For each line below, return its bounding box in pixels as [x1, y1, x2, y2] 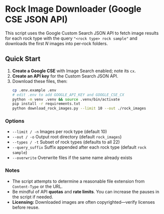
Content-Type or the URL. [12, 183, 63, 189]
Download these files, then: [12, 78, 68, 84]
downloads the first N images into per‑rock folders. [5, 40, 108, 46]
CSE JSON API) [5, 14, 68, 25]
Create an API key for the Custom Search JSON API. [12, 73, 118, 79]
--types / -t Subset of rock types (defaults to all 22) [12, 139, 120, 145]
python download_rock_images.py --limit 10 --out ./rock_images [12, 106, 146, 111]
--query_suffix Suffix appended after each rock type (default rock [12, 144, 147, 150]
